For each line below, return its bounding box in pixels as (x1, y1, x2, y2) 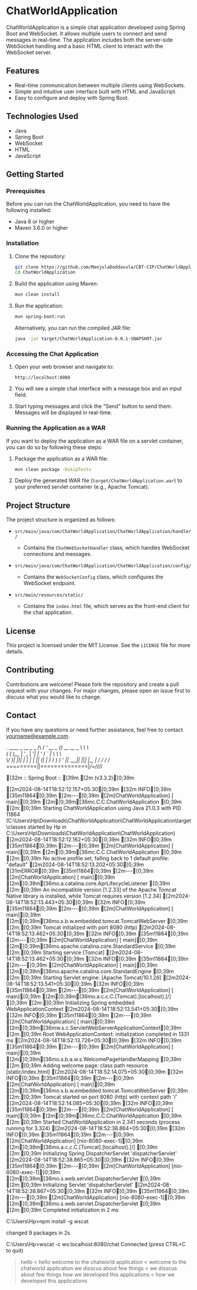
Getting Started (6, 169, 64, 179)
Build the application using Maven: (14, 280, 99, 287)
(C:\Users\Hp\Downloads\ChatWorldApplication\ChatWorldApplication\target (6, 817, 191, 824)
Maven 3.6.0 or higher (14, 225, 69, 232)
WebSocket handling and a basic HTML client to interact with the (6, 43, 163, 50)
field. (14, 391, 28, 398)
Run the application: (14, 303, 64, 310)
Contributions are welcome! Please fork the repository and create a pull (6, 681, 179, 688)
